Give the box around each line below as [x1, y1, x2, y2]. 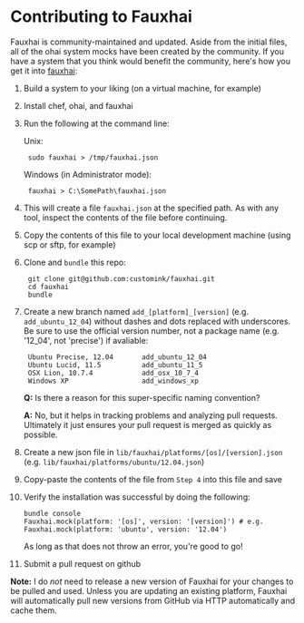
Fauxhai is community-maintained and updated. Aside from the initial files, [10, 36, 288, 47]
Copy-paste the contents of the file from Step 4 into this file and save [23, 473, 283, 484]
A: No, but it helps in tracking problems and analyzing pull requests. [23, 410, 278, 421]
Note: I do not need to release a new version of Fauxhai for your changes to [10, 576, 294, 587]
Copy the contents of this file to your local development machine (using [23, 229, 291, 240]
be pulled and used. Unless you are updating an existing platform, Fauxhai [10, 585, 288, 596]
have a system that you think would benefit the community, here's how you [10, 55, 291, 66]
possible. [23, 429, 58, 440]
